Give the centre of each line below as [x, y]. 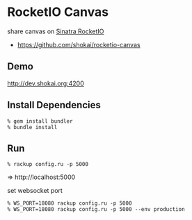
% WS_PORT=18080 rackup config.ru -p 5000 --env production [96, 210]
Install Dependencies [54, 105]
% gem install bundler [40, 121]
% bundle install [32, 127]
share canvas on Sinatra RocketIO [56, 31]
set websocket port [35, 191]
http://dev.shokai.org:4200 [46, 83]
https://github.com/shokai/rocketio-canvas [79, 44]
